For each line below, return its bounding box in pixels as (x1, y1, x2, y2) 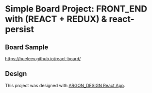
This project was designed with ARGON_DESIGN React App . (5, 82, 125, 88)
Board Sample (5, 43, 49, 51)
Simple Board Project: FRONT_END (5, 3, 147, 14)
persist (5, 24, 34, 35)
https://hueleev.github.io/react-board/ (5, 56, 81, 61)
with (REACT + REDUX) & (5, 13, 107, 25)
